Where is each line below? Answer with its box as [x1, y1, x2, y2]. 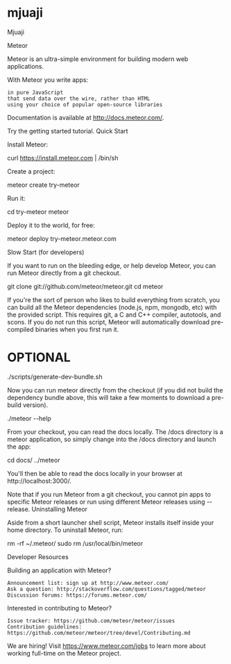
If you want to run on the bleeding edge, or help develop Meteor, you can [7, 261, 216, 269]
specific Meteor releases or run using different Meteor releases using [7, 497, 205, 506]
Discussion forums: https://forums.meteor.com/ [7, 592, 148, 599]
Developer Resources [7, 552, 69, 561]
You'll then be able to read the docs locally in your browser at [7, 469, 182, 477]
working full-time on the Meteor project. [7, 649, 121, 657]
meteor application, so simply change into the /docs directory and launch [7, 435, 216, 443]
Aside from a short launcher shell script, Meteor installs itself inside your [7, 518, 214, 526]
